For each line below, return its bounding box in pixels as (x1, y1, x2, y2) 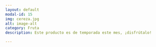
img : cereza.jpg (5, 16, 39, 21)
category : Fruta (5, 26, 39, 31)
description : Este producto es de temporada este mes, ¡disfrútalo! (5, 30, 152, 35)
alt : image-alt (5, 21, 37, 26)
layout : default (5, 7, 39, 12)
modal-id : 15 (5, 12, 33, 17)
